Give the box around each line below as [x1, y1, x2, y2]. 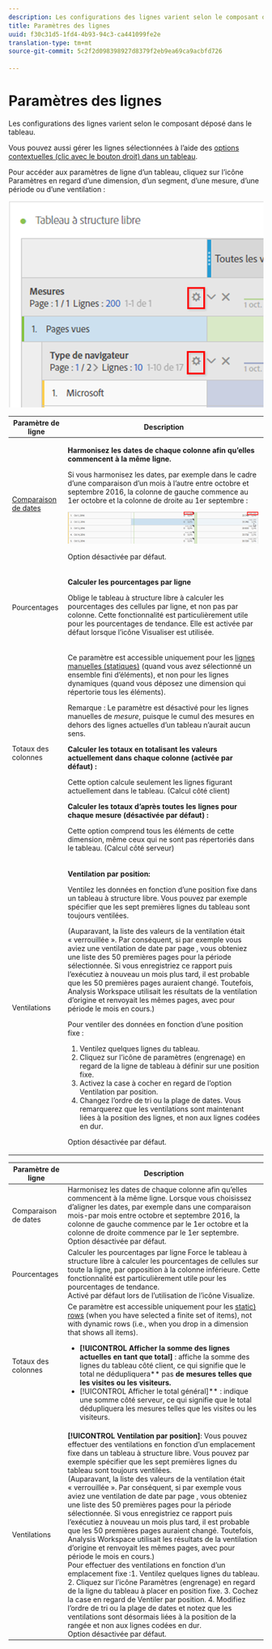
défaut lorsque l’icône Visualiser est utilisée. [67, 627, 215, 637]
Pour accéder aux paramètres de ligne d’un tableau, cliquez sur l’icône [8, 167, 244, 177]
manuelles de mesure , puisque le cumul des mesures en [67, 712, 255, 722]
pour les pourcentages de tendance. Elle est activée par [67, 619, 253, 628]
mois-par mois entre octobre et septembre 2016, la [67, 1210, 240, 1220]
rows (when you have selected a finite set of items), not [67, 1310, 253, 1321]
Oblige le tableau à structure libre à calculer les [67, 593, 224, 603]
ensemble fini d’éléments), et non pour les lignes [67, 670, 229, 680]
